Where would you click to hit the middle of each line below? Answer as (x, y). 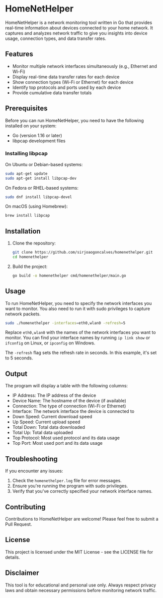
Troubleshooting (32, 459)
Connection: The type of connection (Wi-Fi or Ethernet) (69, 406)
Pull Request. (19, 524)
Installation (23, 231)
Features (19, 54)
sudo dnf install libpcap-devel (39, 197)
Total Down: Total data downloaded (49, 427)
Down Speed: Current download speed (52, 417)
